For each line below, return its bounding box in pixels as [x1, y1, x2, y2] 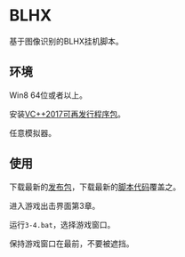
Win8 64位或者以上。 [9, 90, 87, 100]
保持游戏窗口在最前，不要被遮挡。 [9, 237, 134, 249]
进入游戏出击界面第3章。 [9, 200, 101, 211]
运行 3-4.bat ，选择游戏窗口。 [9, 219, 116, 229]
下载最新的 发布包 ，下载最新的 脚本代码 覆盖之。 [9, 181, 181, 192]
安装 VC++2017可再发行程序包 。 [9, 108, 126, 119]
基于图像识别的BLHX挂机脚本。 [9, 36, 125, 46]
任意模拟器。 [9, 127, 56, 138]
